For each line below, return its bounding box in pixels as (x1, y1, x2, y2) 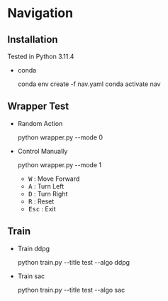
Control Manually (17, 147, 68, 155)
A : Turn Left (28, 181, 65, 190)
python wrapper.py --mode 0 (17, 133, 103, 142)
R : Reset (28, 197, 55, 206)
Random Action (17, 119, 63, 127)
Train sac (17, 272, 45, 280)
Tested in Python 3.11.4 (7, 52, 74, 60)
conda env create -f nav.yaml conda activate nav (17, 80, 161, 88)
